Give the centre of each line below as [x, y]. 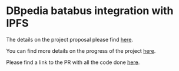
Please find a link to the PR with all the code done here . [73, 62]
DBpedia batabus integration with [90, 11]
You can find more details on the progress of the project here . [81, 50]
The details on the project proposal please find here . [70, 39]
